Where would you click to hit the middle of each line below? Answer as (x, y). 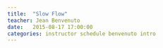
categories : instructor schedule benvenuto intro (82, 34)
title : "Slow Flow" (38, 14)
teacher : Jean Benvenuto (44, 20)
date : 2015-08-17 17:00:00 (50, 27)
